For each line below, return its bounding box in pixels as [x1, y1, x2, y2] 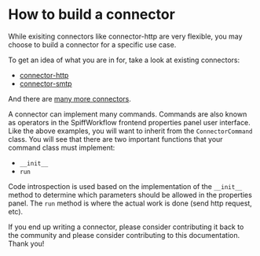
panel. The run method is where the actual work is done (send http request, [8, 198, 253, 208]
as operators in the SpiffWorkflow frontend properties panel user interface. [8, 117, 251, 127]
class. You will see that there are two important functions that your [8, 134, 223, 143]
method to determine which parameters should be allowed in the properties [8, 190, 253, 199]
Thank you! [8, 239, 45, 248]
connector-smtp [19, 79, 72, 88]
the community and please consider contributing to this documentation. [8, 230, 240, 239]
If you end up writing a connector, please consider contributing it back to [8, 222, 244, 232]
